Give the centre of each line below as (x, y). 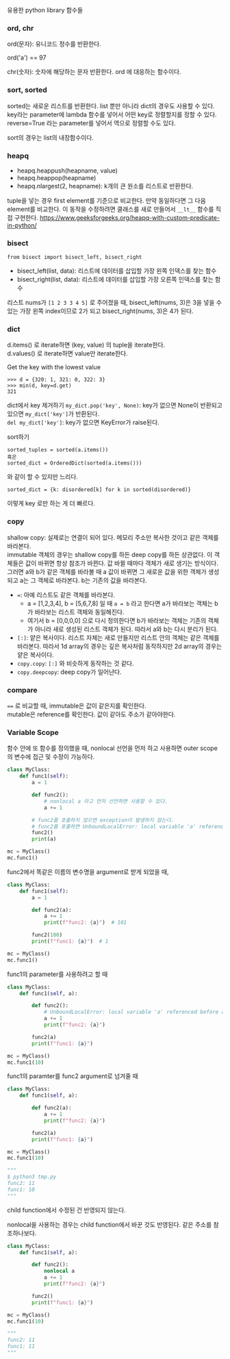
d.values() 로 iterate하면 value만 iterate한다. (67, 353)
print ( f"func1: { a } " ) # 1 (70, 941)
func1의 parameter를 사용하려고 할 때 (57, 974)
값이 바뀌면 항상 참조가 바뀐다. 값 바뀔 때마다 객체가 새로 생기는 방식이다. (122, 563)
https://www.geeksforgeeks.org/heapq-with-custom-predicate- (130, 217)
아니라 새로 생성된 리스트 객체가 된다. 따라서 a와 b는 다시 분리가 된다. (126, 629)
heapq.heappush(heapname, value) (67, 171)
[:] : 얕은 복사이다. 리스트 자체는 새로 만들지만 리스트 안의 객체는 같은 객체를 (118, 637)
